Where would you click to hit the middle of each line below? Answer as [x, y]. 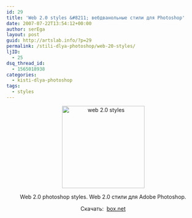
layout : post [23, 35]
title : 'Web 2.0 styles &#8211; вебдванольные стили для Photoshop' [96, 18]
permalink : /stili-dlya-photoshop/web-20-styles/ [71, 47]
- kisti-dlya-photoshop [42, 80]
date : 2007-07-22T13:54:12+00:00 [49, 23]
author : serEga [26, 29]
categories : [21, 75]
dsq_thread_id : [26, 63]
